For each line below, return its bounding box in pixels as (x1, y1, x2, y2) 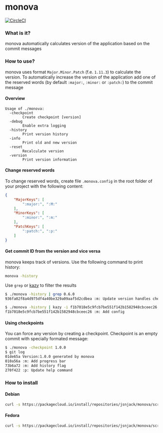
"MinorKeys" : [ (14, 210, 45, 216)
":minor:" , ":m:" (22, 215, 57, 220)
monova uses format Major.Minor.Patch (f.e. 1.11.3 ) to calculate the (5, 69, 141, 75)
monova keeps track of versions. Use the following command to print (5, 259, 143, 265)
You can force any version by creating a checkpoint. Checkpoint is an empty (5, 331, 158, 337)
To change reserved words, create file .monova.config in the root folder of (5, 178, 153, 184)
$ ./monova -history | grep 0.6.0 (5, 291, 75, 297)
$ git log (5, 350, 25, 355)
